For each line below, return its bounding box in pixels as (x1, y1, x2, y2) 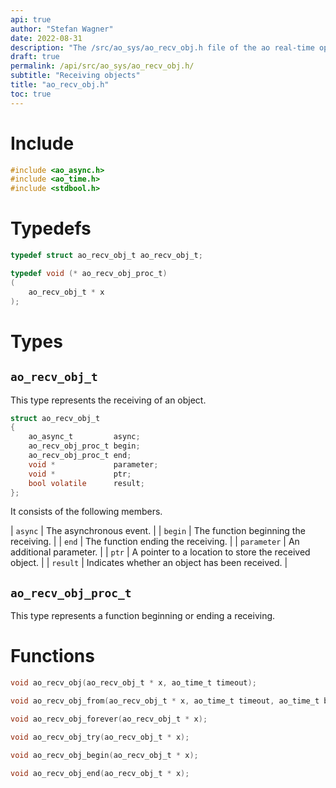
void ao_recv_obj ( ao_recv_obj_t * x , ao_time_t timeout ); (10, 678, 257, 688)
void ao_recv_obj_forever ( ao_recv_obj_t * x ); (10, 714, 208, 724)
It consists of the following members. (10, 506, 163, 518)
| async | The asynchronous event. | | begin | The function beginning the (10, 525, 306, 537)
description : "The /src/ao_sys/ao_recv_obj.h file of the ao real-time (10, 42, 315, 53)
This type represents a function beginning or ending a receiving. (10, 610, 276, 622)
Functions (10, 645, 95, 668)
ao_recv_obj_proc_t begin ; (28, 441, 141, 451)
